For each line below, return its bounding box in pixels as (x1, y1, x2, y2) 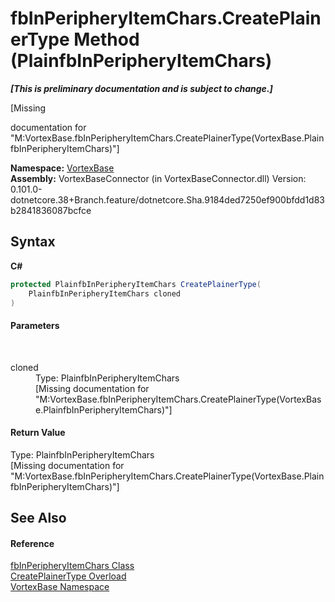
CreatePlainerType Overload (10, 570, 127, 582)
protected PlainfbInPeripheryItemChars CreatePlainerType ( (10, 279, 262, 289)
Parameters (10, 319, 60, 331)
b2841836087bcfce (10, 204, 92, 216)
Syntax (10, 233, 56, 251)
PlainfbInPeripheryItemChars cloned (28, 288, 182, 299)
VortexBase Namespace (10, 581, 110, 593)
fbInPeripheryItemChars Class (10, 560, 135, 572)
